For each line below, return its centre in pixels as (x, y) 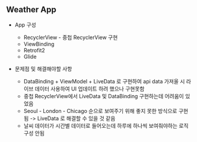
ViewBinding (39, 44)
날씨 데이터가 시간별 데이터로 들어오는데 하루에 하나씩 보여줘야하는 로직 (106, 125)
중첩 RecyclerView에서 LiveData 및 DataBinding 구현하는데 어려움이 (104, 96)
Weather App (31, 10)
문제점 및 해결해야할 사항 (43, 69)
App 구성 (26, 25)
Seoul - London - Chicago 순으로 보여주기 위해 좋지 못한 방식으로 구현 (106, 111)
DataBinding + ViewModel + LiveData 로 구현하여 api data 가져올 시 (104, 81)
